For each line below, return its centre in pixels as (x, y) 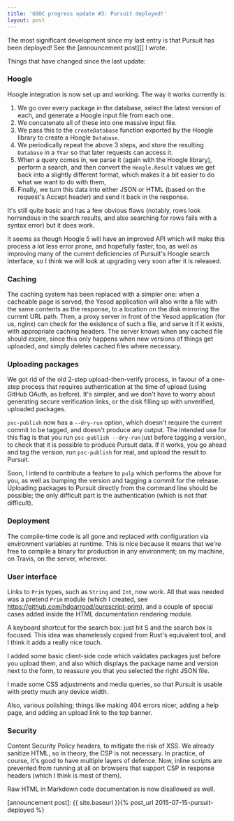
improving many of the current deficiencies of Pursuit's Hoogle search (108, 253)
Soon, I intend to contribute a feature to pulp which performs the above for (115, 473)
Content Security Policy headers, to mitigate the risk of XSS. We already (111, 746)
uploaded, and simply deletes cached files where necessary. (95, 346)
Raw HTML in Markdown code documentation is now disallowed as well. (111, 789)
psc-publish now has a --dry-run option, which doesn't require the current (115, 422)
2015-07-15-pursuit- (184, 803)
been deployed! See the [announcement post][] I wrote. (87, 47)
